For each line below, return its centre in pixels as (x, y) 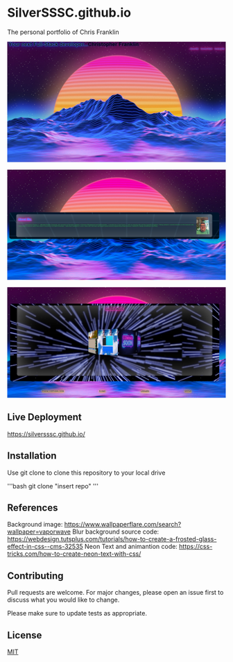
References (33, 508)
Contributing (35, 576)
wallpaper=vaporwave (39, 532)
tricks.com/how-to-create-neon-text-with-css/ (74, 554)
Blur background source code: (116, 532)
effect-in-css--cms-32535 (45, 547)
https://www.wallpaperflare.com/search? (123, 525)
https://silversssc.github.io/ (46, 434)
